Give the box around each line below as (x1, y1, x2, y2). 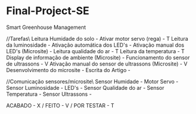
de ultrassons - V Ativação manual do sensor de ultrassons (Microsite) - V (6, 60, 188, 67)
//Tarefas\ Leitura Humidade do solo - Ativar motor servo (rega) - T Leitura (6, 35, 188, 42)
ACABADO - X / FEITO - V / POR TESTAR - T (6, 102, 115, 109)
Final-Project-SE (6, 4, 90, 18)
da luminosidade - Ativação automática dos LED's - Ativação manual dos (6, 41, 185, 48)
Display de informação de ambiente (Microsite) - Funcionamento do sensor (6, 54, 190, 61)
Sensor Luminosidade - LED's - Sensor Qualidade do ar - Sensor (6, 84, 165, 91)
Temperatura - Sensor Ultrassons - (6, 90, 92, 97)
